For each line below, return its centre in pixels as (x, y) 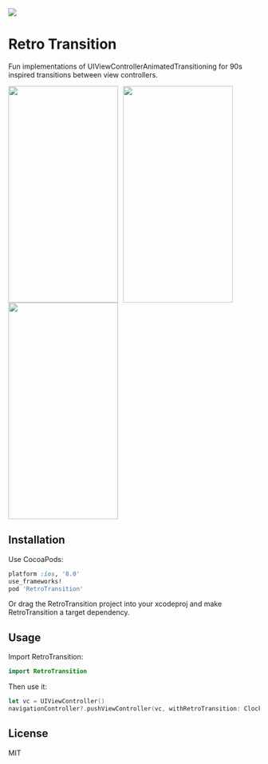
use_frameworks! (35, 581)
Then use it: (28, 687)
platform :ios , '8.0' (44, 574)
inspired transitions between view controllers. (83, 74)
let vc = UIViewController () (57, 702)
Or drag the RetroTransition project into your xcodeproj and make (115, 604)
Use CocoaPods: (36, 559)
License (28, 734)
